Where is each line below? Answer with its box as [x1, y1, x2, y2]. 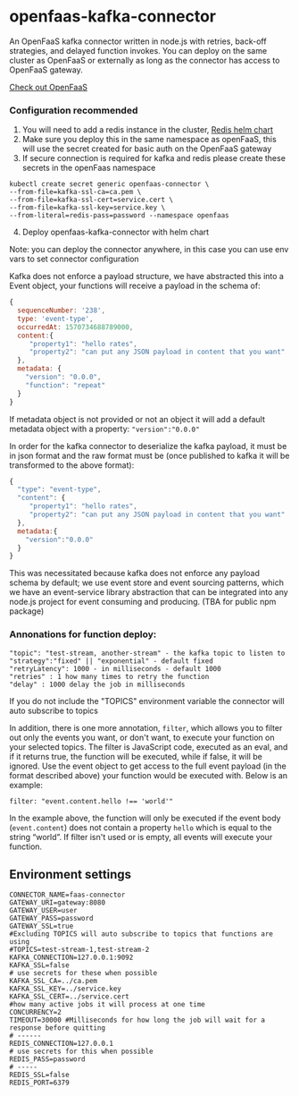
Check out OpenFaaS [9, 81, 87, 92]
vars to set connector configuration [9, 253, 140, 265]
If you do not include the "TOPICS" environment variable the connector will [9, 695, 285, 706]
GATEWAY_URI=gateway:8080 [9, 898, 105, 907]
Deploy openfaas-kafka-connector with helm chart [21, 226, 210, 238]
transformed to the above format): [9, 459, 135, 471]
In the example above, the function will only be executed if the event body [9, 812, 281, 823]
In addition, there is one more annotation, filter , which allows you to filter [9, 722, 283, 733]
